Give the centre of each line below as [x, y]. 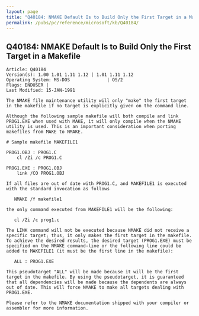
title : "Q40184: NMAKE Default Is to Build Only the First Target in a [96, 17]
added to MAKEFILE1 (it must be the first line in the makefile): [90, 251]
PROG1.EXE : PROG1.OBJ [34, 168]
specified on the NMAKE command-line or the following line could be [94, 246]
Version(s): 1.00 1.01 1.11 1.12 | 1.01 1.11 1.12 [70, 75]
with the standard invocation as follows [58, 189]
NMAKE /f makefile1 [38, 199]
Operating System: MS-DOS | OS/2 [65, 80]
